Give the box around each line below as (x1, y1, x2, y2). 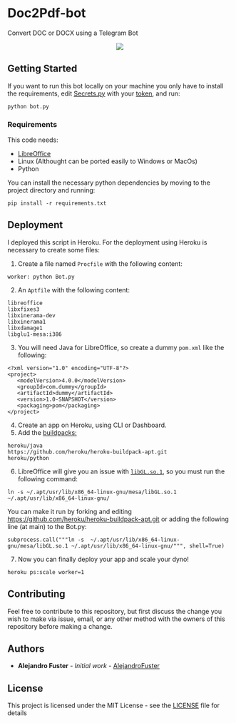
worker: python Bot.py (7, 273, 75, 280)
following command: (17, 474, 78, 483)
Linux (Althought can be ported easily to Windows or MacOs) (17, 157, 198, 165)
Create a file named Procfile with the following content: (17, 259, 183, 268)
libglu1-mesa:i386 (7, 330, 62, 338)
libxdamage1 (7, 324, 43, 332)
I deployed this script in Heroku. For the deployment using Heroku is (7, 237, 207, 247)
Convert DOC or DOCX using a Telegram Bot (7, 29, 138, 37)
